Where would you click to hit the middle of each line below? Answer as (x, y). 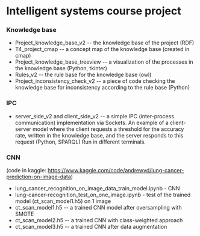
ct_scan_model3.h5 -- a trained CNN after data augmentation (91, 227)
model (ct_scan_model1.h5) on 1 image (63, 201)
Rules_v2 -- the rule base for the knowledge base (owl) (83, 75)
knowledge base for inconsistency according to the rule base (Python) (102, 88)
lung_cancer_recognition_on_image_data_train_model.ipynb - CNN (97, 189)
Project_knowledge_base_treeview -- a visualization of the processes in (104, 62)
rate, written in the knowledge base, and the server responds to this (99, 135)
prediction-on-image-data (39, 177)
